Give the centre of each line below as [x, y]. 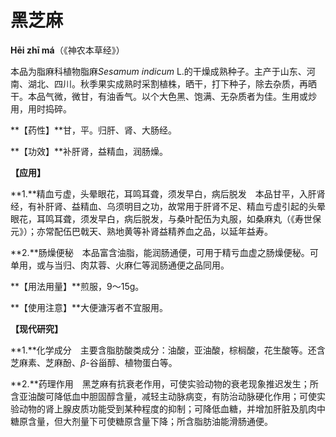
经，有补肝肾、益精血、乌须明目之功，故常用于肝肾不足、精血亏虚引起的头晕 [168, 206]
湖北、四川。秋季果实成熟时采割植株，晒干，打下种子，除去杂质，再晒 [172, 83]
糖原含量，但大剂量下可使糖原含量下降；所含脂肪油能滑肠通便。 [141, 421]
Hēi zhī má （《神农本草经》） [67, 50]
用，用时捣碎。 [41, 108]
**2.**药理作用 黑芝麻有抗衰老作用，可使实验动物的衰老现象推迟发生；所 [164, 383]
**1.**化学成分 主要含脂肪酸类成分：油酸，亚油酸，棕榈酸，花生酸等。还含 [168, 350]
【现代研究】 [36, 328]
